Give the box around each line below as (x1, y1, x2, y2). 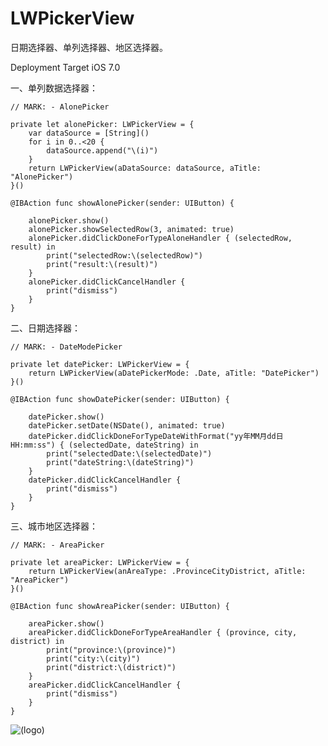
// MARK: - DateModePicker (10, 342, 123, 352)
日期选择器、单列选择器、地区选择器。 (10, 41, 168, 53)
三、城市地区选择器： (10, 520, 98, 532)
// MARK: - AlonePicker (10, 102, 110, 112)
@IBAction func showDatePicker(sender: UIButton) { (10, 394, 230, 404)
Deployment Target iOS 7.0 (10, 61, 121, 73)
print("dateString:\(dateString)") (46, 457, 195, 467)
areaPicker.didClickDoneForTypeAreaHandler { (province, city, (28, 627, 298, 637)
